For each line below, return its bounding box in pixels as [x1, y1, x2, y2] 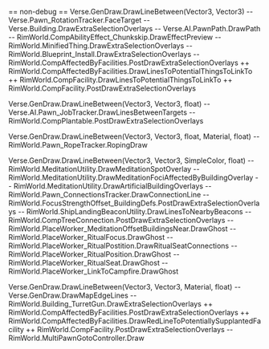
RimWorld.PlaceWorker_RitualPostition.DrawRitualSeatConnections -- [8, 241, 238, 250]
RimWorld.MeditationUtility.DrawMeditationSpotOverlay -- [8, 164, 200, 173]
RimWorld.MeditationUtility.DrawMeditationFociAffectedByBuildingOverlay [8, 172, 254, 182]
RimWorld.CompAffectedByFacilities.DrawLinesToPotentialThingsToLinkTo [8, 67, 253, 75]
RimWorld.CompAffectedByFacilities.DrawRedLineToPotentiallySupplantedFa [8, 316, 262, 326]
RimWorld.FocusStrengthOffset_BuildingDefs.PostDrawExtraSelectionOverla [8, 198, 260, 208]
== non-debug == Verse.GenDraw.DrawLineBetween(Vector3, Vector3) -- [8, 7, 254, 16]
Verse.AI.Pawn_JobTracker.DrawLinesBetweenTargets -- [8, 108, 196, 117]
